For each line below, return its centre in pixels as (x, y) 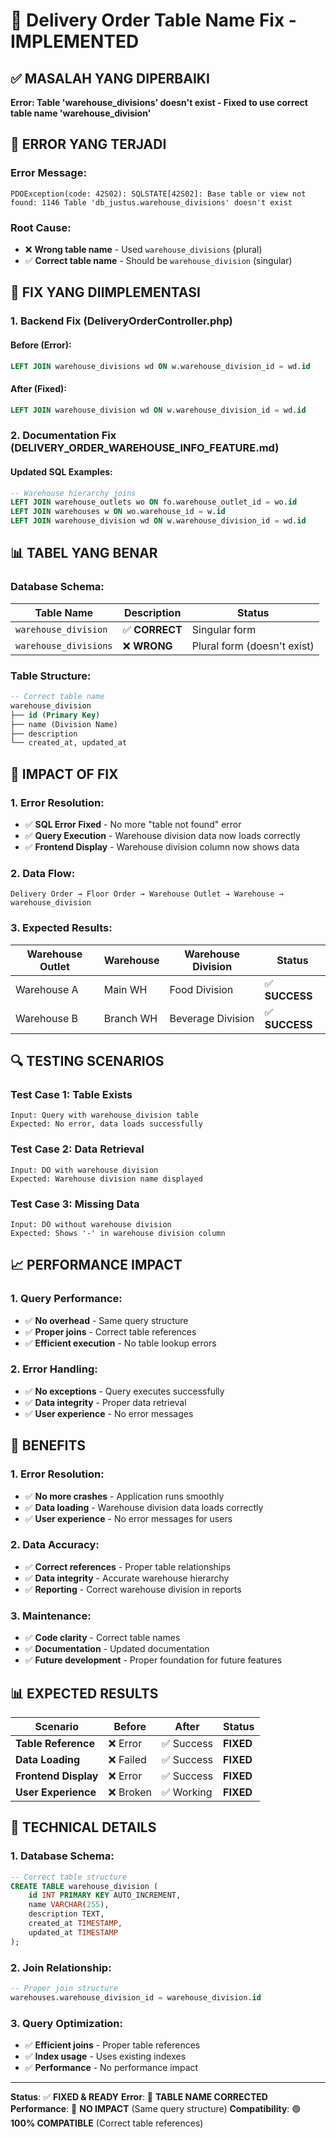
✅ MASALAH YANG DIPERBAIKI (110, 78)
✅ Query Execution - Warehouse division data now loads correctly (162, 835)
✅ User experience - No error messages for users (128, 1518)
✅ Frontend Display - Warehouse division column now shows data (162, 847)
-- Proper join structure (64, 1988)
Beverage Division (212, 1018)
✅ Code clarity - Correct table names (102, 1638)
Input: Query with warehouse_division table (104, 1115)
